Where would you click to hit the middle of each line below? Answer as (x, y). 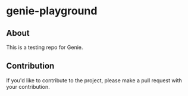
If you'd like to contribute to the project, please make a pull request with (94, 80)
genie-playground (52, 11)
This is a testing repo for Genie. (45, 47)
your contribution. (28, 86)
